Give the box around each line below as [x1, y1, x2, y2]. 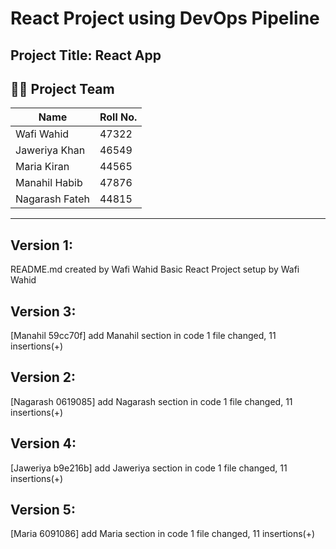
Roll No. [99, 110, 138, 124]
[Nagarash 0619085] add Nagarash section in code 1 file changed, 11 [10, 395, 293, 407]
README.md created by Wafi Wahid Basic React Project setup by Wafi [10, 263, 300, 276]
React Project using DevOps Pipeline [10, 7, 320, 30]
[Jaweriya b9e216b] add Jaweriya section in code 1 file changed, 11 [10, 462, 288, 474]
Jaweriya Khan [15, 143, 86, 157]
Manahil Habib [15, 176, 83, 190]
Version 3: [10, 303, 77, 320]
